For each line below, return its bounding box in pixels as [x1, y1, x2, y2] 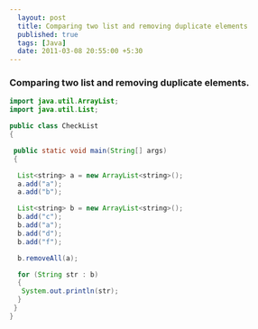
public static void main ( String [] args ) [13, 146, 168, 155]
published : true [17, 30, 78, 39]
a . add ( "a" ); [17, 179, 63, 188]
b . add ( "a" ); [17, 221, 63, 230]
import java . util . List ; [9, 105, 99, 114]
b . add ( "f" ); [17, 237, 63, 246]
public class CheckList [9, 122, 99, 131]
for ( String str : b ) [17, 270, 99, 279]
